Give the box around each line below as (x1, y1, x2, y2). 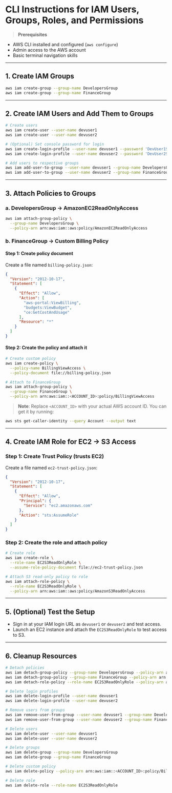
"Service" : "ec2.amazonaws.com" (24, 503, 93, 508)
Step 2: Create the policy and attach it (5, 344, 88, 351)
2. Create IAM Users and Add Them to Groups (5, 109, 154, 118)
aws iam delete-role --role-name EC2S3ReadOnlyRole (5, 783, 118, 788)
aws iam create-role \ (5, 555, 54, 561)
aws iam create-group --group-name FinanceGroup (5, 90, 111, 95)
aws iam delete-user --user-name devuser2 (5, 736, 97, 741)
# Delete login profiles (5, 688, 58, 694)
